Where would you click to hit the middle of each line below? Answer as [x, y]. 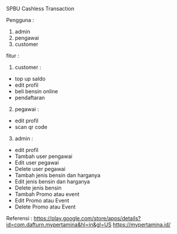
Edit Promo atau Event [42, 200]
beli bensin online [36, 91]
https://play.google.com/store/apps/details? [87, 218]
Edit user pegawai [37, 162]
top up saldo [30, 79]
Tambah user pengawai [43, 156]
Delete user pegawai [40, 169]
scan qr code [31, 127]
